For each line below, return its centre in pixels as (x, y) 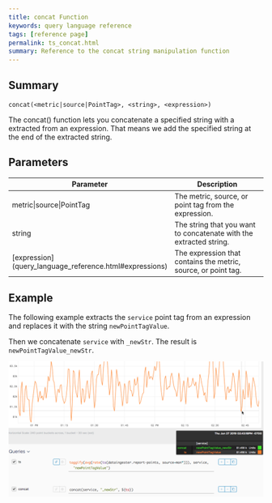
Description (217, 184)
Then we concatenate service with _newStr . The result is (102, 342)
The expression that (208, 253)
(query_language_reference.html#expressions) (90, 266)
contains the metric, (208, 262)
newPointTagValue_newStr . (51, 350)
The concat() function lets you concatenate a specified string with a (121, 119)
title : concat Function (49, 17)
